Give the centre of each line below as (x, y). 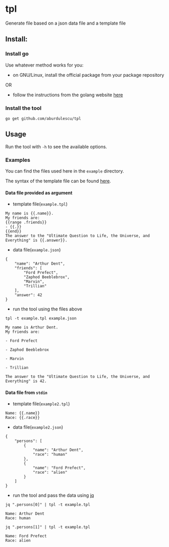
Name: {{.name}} (23, 413)
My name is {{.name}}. (29, 214)
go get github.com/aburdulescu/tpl (43, 118)
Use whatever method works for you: (44, 65)
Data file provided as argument (39, 193)
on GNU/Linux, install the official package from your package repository (88, 75)
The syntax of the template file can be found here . (58, 181)
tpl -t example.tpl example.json (41, 319)
